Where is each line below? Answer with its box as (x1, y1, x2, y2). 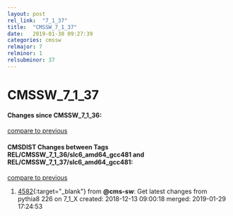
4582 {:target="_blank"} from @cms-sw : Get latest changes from (17, 187, 208, 195)
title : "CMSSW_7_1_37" (7, 23, 78, 30)
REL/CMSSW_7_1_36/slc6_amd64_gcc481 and (7, 150, 145, 159)
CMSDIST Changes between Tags (7, 142, 109, 151)
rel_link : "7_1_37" (7, 17, 68, 24)
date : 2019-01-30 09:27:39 (7, 30, 93, 38)
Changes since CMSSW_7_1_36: (7, 110, 102, 119)
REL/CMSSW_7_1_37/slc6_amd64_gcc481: (7, 157, 133, 166)
